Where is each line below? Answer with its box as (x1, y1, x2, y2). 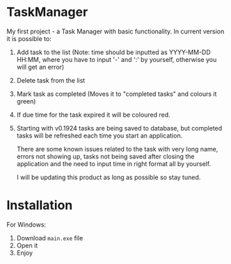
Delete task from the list (16, 76, 86, 84)
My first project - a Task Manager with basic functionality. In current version (6, 27, 225, 35)
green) (16, 97, 36, 105)
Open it (16, 241, 38, 249)
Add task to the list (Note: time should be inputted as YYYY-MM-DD (16, 48, 212, 56)
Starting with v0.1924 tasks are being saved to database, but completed (16, 124, 223, 132)
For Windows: (6, 220, 47, 229)
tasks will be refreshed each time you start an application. (16, 131, 183, 140)
